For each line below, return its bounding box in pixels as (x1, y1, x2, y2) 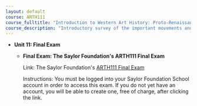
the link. (22, 94, 42, 101)
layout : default (5, 8, 45, 15)
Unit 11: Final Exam (14, 41, 61, 48)
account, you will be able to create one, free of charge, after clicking (22, 88, 189, 95)
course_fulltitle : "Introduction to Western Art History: (5, 19, 151, 25)
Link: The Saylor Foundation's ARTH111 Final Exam (22, 64, 145, 71)
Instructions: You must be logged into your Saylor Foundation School (22, 75, 189, 82)
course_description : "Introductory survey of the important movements (5, 25, 182, 31)
